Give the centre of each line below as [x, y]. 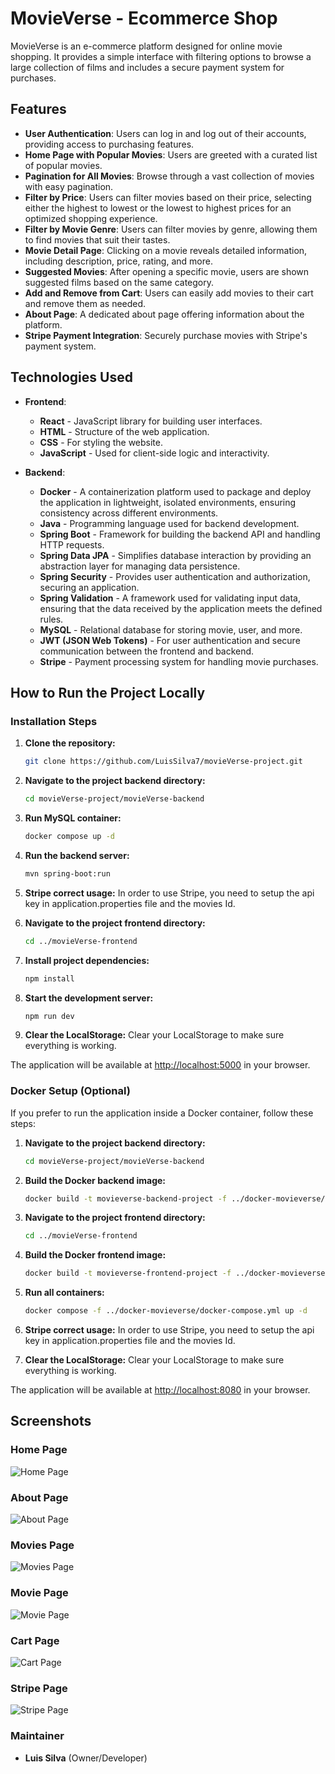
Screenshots [51, 1421]
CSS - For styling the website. [101, 442]
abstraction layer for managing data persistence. [140, 566]
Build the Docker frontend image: [95, 1255]
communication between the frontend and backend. [147, 651]
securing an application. [89, 587]
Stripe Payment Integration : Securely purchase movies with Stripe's [166, 335]
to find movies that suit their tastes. [97, 239]
